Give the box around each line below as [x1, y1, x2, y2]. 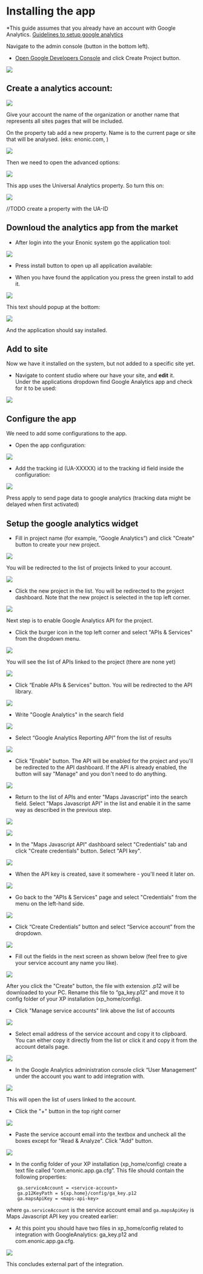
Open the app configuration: [15, 441, 86, 449]
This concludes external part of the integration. [6, 1261, 124, 1267]
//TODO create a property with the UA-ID [6, 205, 108, 212]
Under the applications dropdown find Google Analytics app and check [15, 378, 193, 386]
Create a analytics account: [6, 83, 113, 94]
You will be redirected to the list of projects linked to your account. [6, 564, 172, 571]
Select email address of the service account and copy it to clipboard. [15, 1030, 187, 1037]
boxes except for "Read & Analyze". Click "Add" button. [15, 1137, 153, 1144]
